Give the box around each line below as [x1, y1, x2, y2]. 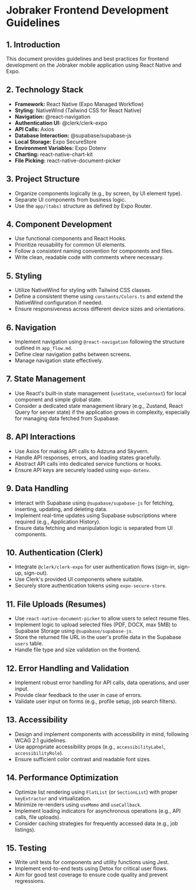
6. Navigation [6, 322, 57, 332]
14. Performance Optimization [6, 773, 119, 783]
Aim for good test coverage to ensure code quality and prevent [14, 871, 168, 878]
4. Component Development [6, 220, 112, 230]
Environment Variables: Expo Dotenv [14, 144, 106, 151]
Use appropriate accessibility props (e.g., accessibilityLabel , [14, 743, 166, 750]
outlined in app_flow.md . [14, 345, 73, 352]
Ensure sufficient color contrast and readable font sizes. [14, 755, 152, 763]
